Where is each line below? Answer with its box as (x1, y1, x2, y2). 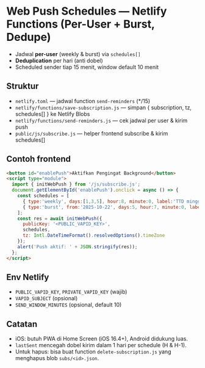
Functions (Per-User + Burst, (6, 17, 155, 31)
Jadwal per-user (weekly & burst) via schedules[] (15, 50, 141, 57)
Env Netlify (6, 272, 49, 282)
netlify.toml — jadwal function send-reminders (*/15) (15, 97, 151, 104)
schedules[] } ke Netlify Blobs (15, 110, 90, 117)
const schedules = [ (17, 193, 70, 199)
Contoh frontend (6, 154, 71, 164)
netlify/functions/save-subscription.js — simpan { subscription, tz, (15, 104, 192, 111)
